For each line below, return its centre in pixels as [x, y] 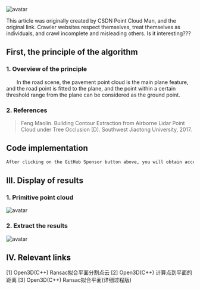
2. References [27, 110]
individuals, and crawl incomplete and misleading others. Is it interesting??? [99, 33]
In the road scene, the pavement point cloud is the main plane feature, [103, 82]
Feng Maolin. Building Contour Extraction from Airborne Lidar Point [103, 123]
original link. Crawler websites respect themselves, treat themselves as [93, 27]
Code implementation [47, 148]
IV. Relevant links [39, 258]
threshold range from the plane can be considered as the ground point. [93, 95]
